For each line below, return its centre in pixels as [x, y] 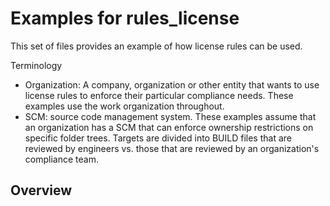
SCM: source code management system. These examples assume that [170, 116]
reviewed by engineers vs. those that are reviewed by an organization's [172, 148]
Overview [41, 190]
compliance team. [61, 159]
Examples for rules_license [125, 18]
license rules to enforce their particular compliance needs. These [159, 95]
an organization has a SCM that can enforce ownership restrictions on [169, 127]
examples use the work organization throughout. [124, 106]
